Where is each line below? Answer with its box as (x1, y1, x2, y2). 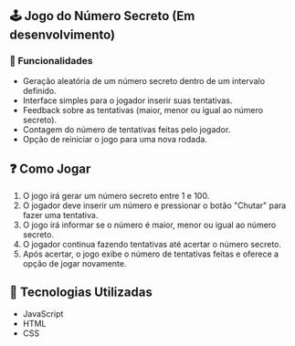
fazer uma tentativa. (22, 209, 99, 220)
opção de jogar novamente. (22, 257, 127, 268)
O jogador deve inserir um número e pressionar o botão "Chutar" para (22, 200, 287, 211)
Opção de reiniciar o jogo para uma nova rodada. (22, 133, 208, 144)
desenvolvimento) (9, 27, 116, 43)
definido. (22, 85, 57, 96)
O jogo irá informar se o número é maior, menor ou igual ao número (22, 219, 277, 230)
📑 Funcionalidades (9, 55, 93, 68)
